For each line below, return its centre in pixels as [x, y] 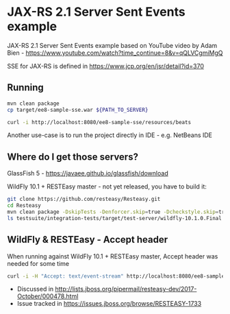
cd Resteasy [24, 206]
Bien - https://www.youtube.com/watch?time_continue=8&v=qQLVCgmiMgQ [115, 53]
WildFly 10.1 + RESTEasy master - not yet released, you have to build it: [107, 186]
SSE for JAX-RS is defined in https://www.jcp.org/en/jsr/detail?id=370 [105, 66]
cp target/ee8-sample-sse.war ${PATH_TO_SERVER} [78, 110]
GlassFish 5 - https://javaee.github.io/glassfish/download [88, 173]
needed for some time [38, 263]
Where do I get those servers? [73, 157]
